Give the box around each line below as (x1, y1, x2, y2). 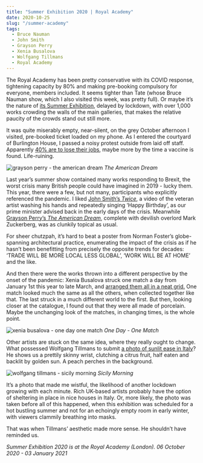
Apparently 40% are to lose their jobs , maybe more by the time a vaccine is (6, 146, 194, 153)
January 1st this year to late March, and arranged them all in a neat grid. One (6, 283, 197, 290)
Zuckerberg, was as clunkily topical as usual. (6, 220, 118, 228)
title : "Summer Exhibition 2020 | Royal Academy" (6, 8, 134, 15)
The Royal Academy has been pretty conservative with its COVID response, (6, 76, 195, 84)
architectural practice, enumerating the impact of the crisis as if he (30, 238, 197, 246)
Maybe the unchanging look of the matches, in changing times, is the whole (6, 308, 195, 315)
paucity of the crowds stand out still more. (6, 114, 112, 122)
